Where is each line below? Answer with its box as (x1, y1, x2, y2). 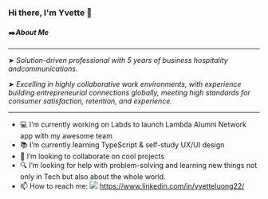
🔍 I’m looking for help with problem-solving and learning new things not (19, 161, 258, 170)
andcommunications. (8, 64, 78, 74)
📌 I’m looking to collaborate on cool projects (19, 151, 165, 162)
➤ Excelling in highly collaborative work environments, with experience (8, 80, 242, 89)
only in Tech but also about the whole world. (19, 172, 166, 181)
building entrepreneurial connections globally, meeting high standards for (8, 88, 251, 98)
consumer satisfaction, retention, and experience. (8, 96, 173, 106)
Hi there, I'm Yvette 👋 (8, 7, 93, 18)
